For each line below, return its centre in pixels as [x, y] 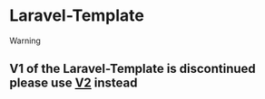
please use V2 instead [74, 83]
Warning [25, 40]
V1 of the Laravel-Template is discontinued [132, 69]
